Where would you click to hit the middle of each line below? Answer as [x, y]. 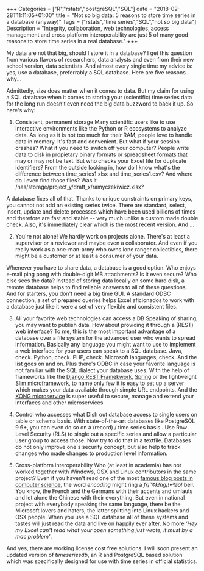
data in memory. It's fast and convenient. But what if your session [97, 142]
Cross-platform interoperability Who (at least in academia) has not [98, 465]
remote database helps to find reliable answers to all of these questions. [97, 287]
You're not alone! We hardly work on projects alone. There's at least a [103, 236]
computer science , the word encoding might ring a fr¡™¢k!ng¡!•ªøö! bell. [105, 485]
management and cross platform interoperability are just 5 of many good [97, 35]
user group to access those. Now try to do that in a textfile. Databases [103, 440]
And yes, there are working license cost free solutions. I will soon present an [102, 548]
